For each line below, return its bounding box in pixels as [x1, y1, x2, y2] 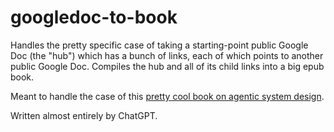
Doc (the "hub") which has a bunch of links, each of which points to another [10, 49, 324, 61]
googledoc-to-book [10, 6, 178, 29]
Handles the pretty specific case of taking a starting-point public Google [10, 39, 309, 51]
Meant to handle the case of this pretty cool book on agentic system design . [10, 90, 325, 102]
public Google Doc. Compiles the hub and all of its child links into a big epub [10, 60, 325, 72]
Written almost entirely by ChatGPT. [10, 109, 158, 121]
